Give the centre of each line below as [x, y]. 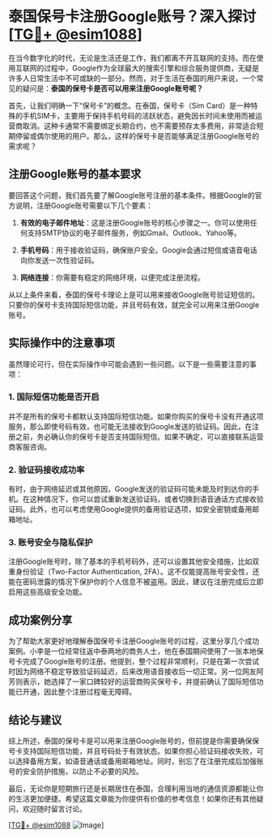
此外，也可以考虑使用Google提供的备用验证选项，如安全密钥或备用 [141, 509]
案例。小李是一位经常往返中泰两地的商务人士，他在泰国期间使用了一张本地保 [136, 651]
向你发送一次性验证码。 [59, 260]
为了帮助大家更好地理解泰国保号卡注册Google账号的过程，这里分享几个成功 [134, 641]
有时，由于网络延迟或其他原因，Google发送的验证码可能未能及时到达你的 [130, 489]
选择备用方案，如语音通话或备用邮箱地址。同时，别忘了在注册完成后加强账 [139, 761]
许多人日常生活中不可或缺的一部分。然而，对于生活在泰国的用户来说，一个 [132, 78]
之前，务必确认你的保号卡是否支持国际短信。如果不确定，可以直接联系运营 [139, 436]
